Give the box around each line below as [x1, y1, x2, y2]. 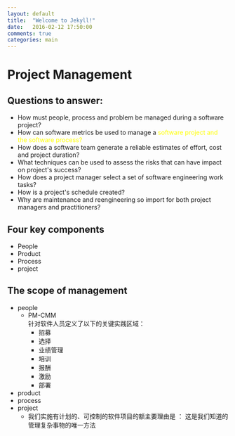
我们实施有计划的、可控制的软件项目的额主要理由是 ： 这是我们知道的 [27, 412, 229, 421]
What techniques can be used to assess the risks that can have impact [17, 158, 222, 167]
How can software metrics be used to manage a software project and [17, 128, 218, 137]
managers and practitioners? [17, 203, 101, 212]
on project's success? [17, 166, 81, 174]
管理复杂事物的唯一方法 [27, 421, 96, 429]
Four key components [7, 223, 105, 236]
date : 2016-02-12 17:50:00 [7, 23, 93, 30]
